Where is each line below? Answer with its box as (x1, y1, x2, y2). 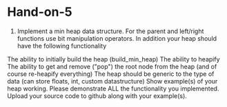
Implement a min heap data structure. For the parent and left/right (17, 27, 204, 35)
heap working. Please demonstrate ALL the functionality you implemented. (7, 84, 219, 93)
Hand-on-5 (7, 4, 72, 20)
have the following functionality (17, 41, 107, 50)
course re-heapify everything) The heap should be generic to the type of (7, 70, 215, 78)
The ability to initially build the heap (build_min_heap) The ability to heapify (7, 55, 220, 63)
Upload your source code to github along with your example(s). (7, 91, 188, 100)
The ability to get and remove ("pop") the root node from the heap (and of (7, 62, 217, 70)
